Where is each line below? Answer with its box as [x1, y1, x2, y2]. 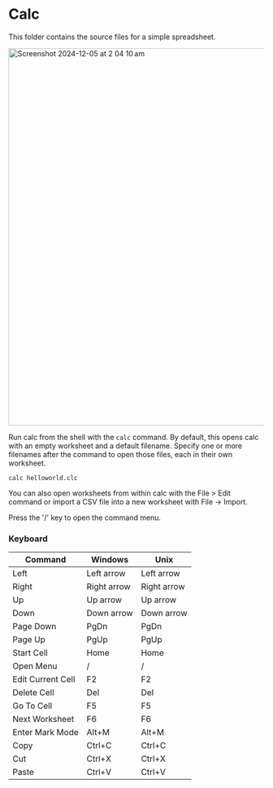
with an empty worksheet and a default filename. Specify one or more [8, 441, 243, 451]
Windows [90, 554, 128, 566]
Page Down [12, 621, 57, 632]
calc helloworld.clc [8, 473, 79, 482]
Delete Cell [12, 687, 54, 698]
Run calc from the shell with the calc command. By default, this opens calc [8, 432, 259, 442]
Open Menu [12, 661, 58, 672]
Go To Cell [12, 700, 53, 711]
